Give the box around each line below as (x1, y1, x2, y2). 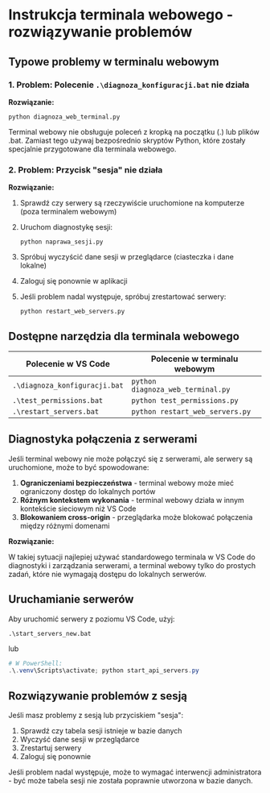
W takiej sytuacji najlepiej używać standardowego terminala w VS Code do (8, 552, 256, 562)
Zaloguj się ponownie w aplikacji (19, 276, 128, 286)
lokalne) (19, 260, 47, 271)
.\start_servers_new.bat (8, 629, 92, 637)
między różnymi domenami (19, 521, 110, 530)
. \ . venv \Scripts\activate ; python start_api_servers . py (8, 666, 199, 675)
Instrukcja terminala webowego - (8, 6, 234, 24)
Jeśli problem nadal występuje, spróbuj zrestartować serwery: (19, 292, 227, 301)
